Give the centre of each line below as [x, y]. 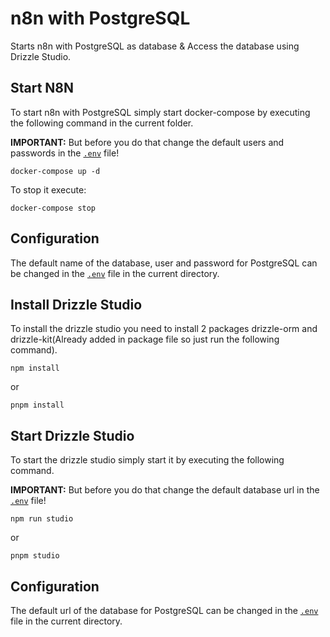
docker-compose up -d [55, 171]
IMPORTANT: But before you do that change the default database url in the [165, 490]
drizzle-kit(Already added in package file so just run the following [145, 339]
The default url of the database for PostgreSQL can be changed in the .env [164, 610]
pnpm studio [35, 556]
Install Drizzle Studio [76, 304]
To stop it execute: [48, 189]
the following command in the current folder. [102, 123]
